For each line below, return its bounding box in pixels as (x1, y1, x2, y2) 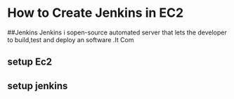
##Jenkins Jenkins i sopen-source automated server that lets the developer (7, 28, 227, 37)
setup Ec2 (7, 56, 53, 68)
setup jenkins (7, 79, 68, 92)
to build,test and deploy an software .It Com (7, 35, 134, 44)
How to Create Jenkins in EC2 (7, 5, 184, 21)
